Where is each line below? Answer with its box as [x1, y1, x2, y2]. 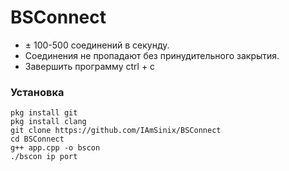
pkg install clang [10, 117, 87, 127]
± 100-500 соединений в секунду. [24, 39, 170, 51]
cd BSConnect [10, 134, 65, 145]
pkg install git [10, 108, 78, 118]
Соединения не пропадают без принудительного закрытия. [24, 49, 280, 61]
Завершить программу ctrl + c [24, 60, 156, 72]
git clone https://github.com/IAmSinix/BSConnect [10, 126, 222, 136]
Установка [10, 85, 65, 99]
